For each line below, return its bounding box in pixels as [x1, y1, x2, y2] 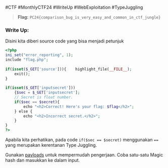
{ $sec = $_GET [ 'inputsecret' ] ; [14, 90, 80, 95]
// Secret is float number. [14, 95, 73, 100]
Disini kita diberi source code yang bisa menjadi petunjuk [5, 38, 124, 44]
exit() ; [14, 71, 30, 76]
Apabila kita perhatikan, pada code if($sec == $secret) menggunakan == [5, 137, 159, 143]
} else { [14, 108, 33, 114]
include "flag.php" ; [5, 58, 49, 63]
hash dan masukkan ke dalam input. [5, 157, 80, 163]
